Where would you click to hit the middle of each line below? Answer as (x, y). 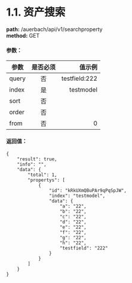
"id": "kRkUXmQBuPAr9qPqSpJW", (88, 191)
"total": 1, (43, 175)
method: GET (23, 35)
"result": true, (37, 159)
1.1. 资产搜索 (36, 12)
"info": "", (32, 165)
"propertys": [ (47, 180)
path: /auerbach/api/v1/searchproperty (54, 29)
